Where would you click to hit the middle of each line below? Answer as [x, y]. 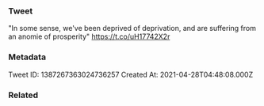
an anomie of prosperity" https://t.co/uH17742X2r [89, 36]
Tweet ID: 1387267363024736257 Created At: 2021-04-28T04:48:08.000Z [131, 74]
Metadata [27, 57]
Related [23, 95]
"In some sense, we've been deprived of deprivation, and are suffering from [132, 28]
